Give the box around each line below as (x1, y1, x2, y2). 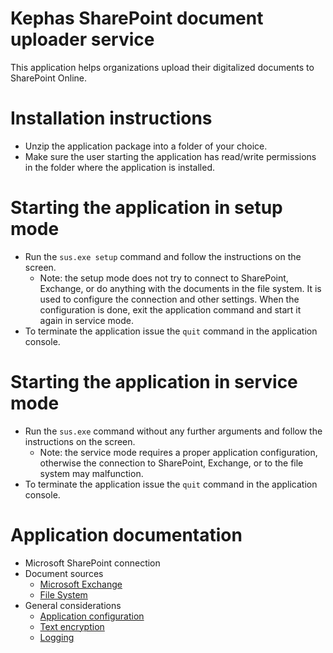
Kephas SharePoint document (10, 7, 264, 30)
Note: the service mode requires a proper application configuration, (39, 446, 318, 458)
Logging (39, 631, 75, 643)
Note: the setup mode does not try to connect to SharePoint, (39, 272, 289, 284)
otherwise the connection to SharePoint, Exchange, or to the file (39, 457, 304, 469)
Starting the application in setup (10, 197, 283, 219)
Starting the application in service (10, 371, 298, 393)
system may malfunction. (39, 467, 144, 479)
